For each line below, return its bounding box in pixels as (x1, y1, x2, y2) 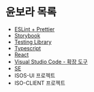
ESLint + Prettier (14, 25, 55, 33)
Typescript (14, 44, 41, 51)
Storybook (14, 32, 41, 39)
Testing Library (14, 38, 52, 45)
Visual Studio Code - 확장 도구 (14, 58, 88, 65)
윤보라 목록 (5, 5, 57, 19)
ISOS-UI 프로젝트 (14, 72, 56, 79)
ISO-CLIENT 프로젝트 (14, 79, 66, 87)
